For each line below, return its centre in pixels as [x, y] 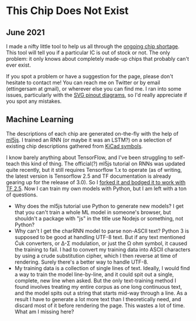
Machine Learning [40, 120]
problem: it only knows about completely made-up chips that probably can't [97, 59]
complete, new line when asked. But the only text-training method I [95, 280]
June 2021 [25, 32]
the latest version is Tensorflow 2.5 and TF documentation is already [89, 176]
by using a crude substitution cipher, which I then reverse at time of [96, 256]
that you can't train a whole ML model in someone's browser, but [93, 212]
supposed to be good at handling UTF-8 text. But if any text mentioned [100, 237]
